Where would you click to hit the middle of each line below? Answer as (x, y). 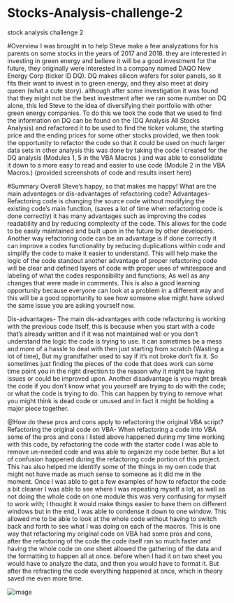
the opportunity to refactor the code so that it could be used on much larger (116, 142)
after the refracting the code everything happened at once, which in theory (115, 571)
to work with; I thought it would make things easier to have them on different (117, 503)
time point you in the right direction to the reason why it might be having (111, 371)
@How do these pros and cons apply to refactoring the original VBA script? (115, 421)
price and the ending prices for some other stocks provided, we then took (114, 135)
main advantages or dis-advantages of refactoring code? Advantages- (109, 194)
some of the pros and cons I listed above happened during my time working (116, 437)
